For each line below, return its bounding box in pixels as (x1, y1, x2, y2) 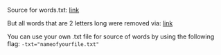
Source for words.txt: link (7, 6, 80, 14)
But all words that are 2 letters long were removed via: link (7, 19, 173, 27)
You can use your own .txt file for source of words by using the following (7, 32, 215, 41)
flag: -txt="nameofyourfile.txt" (7, 40, 99, 47)
